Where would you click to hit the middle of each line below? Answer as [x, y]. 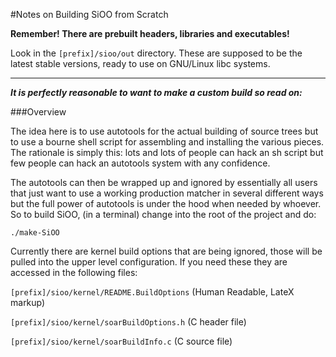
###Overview [38, 112]
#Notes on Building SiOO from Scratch [89, 14]
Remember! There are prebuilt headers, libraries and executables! [150, 33]
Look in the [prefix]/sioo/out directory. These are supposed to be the [156, 53]
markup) [28, 302]
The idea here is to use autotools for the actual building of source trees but [164, 131]
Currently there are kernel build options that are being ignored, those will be [166, 251]
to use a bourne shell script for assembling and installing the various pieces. [167, 142]
